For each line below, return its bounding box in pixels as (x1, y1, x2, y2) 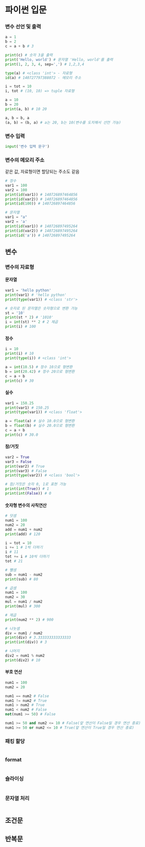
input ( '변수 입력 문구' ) (5, 144, 50, 149)
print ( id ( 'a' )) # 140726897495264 (5, 233, 76, 238)
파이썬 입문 (5, 4, 47, 16)
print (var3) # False (5, 468, 48, 474)
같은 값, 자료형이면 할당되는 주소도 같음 (5, 169, 80, 175)
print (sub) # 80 (5, 577, 38, 582)
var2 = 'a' (5, 219, 27, 224)
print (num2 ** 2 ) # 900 (5, 617, 54, 622)
